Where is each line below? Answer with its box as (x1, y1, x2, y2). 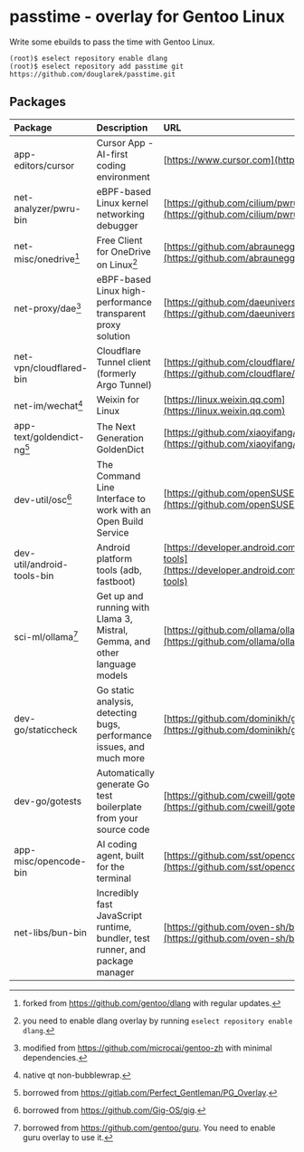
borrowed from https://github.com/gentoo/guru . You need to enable (22, 1122, 276, 1134)
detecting (96, 707, 138, 720)
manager (96, 966, 135, 979)
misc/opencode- (14, 855, 87, 867)
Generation (96, 431, 145, 444)
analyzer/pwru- (14, 202, 81, 215)
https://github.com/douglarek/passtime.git (9, 70, 176, 79)
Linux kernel (96, 197, 149, 209)
